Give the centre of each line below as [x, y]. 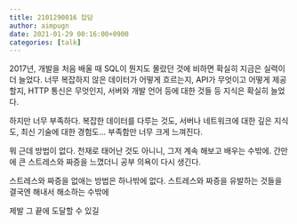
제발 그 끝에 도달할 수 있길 [54, 211]
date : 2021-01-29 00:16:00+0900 [69, 34]
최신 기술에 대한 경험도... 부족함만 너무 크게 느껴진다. [112, 132]
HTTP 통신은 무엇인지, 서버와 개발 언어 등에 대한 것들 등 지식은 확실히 [148, 91]
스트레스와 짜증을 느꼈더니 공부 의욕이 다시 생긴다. [115, 162]
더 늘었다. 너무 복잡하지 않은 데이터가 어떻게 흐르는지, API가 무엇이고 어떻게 [140, 80]
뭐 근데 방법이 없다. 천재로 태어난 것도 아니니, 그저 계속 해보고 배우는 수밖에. [140, 151]
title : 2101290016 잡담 [51, 17]
